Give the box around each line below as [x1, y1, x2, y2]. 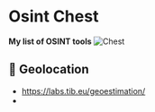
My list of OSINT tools [8, 36, 92, 47]
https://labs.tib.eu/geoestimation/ [21, 85, 146, 96]
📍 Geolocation [8, 62, 89, 77]
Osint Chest [8, 6, 99, 27]
